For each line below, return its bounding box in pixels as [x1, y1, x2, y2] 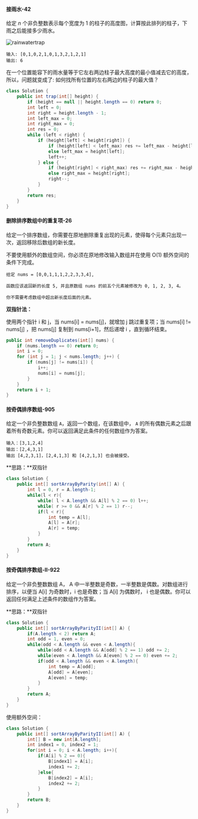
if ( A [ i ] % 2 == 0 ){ [37, 753, 85, 759]
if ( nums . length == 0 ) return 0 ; [16, 343, 99, 349]
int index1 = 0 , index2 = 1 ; [27, 742, 99, 748]
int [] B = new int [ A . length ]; [27, 736, 101, 742]
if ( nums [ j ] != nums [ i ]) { [27, 360, 94, 365]
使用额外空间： [6, 713, 42, 721]
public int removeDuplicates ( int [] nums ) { [6, 337, 115, 343]
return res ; [27, 192, 57, 198]
